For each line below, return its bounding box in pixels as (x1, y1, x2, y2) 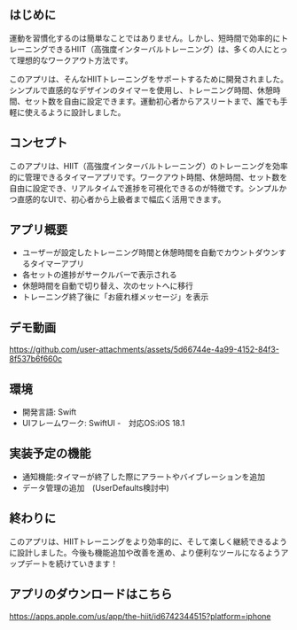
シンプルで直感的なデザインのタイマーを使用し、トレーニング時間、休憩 (9, 84, 273, 95)
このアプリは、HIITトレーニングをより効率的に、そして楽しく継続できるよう (9, 536, 288, 547)
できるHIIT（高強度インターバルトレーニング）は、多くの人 (47, 43, 265, 54)
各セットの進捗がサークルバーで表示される (21, 269, 177, 280)
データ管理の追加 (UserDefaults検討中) (21, 482, 170, 493)
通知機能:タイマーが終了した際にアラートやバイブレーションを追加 (21, 471, 266, 482)
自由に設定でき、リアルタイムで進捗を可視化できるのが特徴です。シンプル (9, 183, 279, 193)
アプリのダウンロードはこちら (9, 587, 173, 602)
